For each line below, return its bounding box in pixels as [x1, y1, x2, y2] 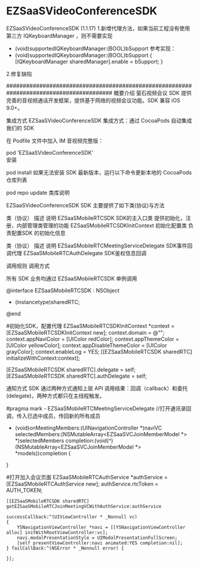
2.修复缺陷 [6, 70, 32, 77]
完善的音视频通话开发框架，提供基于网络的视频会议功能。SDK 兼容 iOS [6, 97, 180, 104]
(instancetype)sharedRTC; [14, 298, 80, 305]
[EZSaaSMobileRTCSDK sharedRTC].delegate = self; [6, 366, 136, 373]
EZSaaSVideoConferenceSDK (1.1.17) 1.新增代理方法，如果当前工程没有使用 [6, 24, 190, 32]
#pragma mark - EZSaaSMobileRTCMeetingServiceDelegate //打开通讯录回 [6, 404, 191, 412]
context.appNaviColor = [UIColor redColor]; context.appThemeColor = [6, 335, 179, 342]
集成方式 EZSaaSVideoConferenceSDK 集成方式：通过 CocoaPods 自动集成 [6, 117, 192, 124]
